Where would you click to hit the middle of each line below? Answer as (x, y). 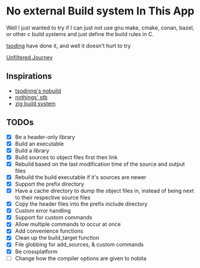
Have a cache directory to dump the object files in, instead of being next (104, 191)
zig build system (35, 103)
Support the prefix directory (49, 184)
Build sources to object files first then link (66, 157)
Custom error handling (43, 211)
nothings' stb (31, 97)
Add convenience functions (49, 231)
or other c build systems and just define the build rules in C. (80, 34)
